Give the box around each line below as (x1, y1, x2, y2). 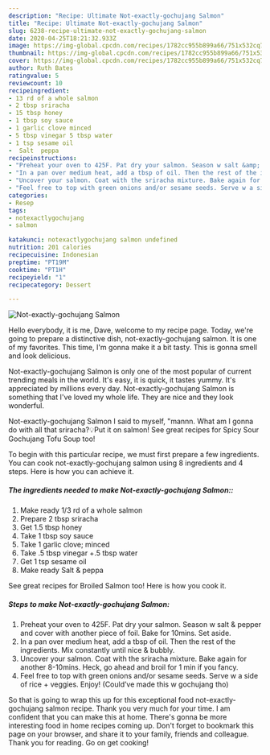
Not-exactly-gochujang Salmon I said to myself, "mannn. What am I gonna (8, 416, 254, 427)
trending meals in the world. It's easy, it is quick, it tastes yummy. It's (8, 375, 236, 385)
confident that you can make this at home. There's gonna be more (8, 712, 227, 722)
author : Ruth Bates (8, 64, 74, 72)
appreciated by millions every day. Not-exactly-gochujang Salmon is (8, 384, 235, 394)
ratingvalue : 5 (8, 72, 59, 80)
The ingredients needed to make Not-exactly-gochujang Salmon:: (8, 485, 234, 495)
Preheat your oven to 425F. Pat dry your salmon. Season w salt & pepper (19, 620, 262, 629)
